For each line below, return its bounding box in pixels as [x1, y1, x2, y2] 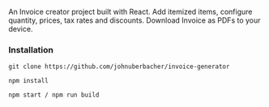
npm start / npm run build [8, 91, 100, 100]
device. [8, 24, 33, 33]
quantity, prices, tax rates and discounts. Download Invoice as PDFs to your [8, 15, 261, 25]
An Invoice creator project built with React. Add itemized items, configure [8, 7, 253, 16]
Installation [8, 44, 54, 55]
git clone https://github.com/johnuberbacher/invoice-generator [8, 62, 230, 71]
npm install [8, 77, 49, 85]
